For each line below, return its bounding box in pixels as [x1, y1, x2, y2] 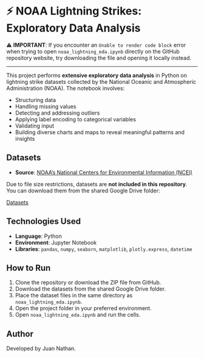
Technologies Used [6, 216, 81, 227]
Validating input [15, 122, 55, 129]
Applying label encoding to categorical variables [15, 115, 137, 123]
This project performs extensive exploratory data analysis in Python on [6, 72, 187, 79]
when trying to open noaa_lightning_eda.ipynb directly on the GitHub [6, 47, 180, 55]
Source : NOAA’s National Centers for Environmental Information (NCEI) [15, 169, 192, 176]
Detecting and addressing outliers [15, 109, 100, 117]
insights [15, 135, 35, 142]
